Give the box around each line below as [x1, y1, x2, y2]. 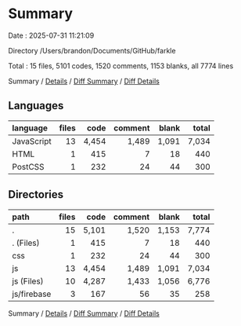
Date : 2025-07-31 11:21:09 [8, 31, 95, 40]
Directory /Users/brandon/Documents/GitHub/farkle [8, 46, 176, 55]
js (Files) [12, 276, 45, 287]
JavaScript [12, 135, 52, 146]
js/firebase [12, 288, 52, 299]
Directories [8, 188, 64, 201]
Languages [8, 99, 64, 112]
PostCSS [12, 161, 45, 172]
